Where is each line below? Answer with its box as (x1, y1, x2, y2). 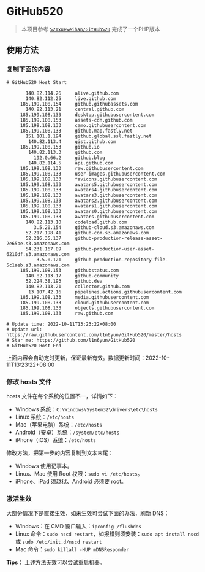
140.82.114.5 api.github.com (28, 160, 114, 166)
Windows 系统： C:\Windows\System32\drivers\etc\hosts (15, 405, 158, 412)
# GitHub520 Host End (6, 342, 62, 349)
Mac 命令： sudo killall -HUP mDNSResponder (15, 546, 130, 553)
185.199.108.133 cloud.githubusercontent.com (20, 300, 149, 306)
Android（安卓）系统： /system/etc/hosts (15, 428, 120, 436)
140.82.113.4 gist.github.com (28, 138, 116, 145)
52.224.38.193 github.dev (25, 278, 103, 284)
